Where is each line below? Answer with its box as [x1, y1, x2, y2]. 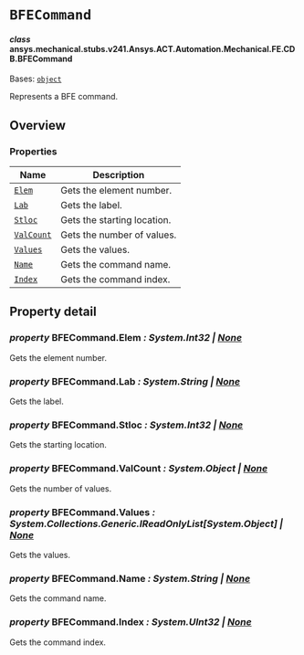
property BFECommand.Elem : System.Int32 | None [9, 332, 243, 344]
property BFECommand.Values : [9, 505, 156, 518]
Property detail [9, 304, 98, 320]
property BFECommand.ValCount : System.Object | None [9, 462, 268, 475]
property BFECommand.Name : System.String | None [9, 572, 251, 585]
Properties [9, 144, 58, 157]
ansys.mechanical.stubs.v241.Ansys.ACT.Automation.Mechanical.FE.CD [9, 43, 296, 54]
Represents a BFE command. [9, 91, 119, 102]
